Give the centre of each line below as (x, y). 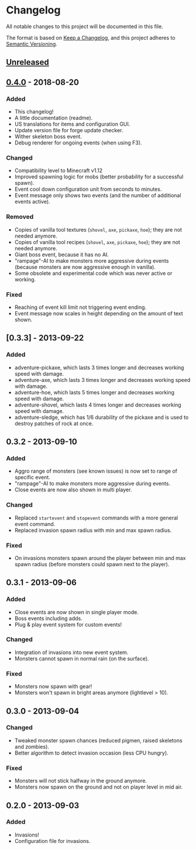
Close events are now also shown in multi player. (73, 490)
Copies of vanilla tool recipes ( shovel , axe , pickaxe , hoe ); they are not (97, 242)
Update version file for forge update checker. (69, 130)
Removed (20, 217)
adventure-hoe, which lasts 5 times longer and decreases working (94, 392)
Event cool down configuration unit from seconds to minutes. (88, 189)
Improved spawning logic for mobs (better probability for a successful (99, 177)
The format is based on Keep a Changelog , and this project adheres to (91, 37)
